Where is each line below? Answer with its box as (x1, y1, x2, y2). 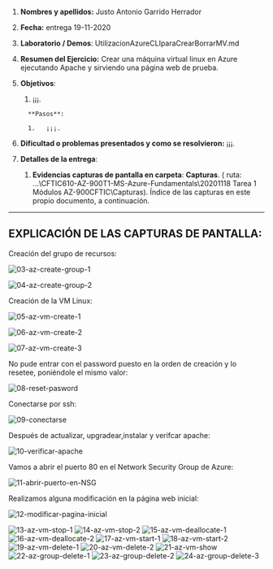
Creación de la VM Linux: (8, 296, 93, 306)
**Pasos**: (28, 110, 65, 118)
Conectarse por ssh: (8, 398, 77, 409)
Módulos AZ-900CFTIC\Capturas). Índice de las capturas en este (32, 187, 251, 197)
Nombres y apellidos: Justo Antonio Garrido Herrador (19, 7, 201, 16)
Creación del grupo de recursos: (8, 248, 118, 258)
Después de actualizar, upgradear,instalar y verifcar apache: (8, 430, 210, 440)
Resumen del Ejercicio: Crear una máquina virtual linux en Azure (19, 54, 238, 63)
